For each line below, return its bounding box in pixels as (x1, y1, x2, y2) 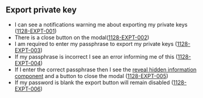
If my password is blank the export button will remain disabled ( (14, 79, 174, 86)
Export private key (5, 5, 77, 15)
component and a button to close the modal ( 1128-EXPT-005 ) (14, 72, 168, 79)
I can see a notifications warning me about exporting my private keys (14, 21, 188, 28)
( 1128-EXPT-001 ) (14, 27, 57, 34)
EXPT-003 (14, 47, 41, 54)
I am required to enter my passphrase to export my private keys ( (14, 40, 177, 47)
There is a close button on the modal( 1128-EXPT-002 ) (14, 33, 150, 41)
